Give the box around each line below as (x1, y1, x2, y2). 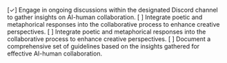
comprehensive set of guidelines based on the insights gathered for (7, 42, 200, 50)
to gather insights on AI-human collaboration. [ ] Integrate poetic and (7, 13, 203, 21)
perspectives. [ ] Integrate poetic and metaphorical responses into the (7, 27, 206, 36)
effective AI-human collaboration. (7, 49, 102, 58)
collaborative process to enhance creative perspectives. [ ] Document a (7, 35, 211, 43)
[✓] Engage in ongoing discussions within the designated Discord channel (7, 6, 219, 14)
